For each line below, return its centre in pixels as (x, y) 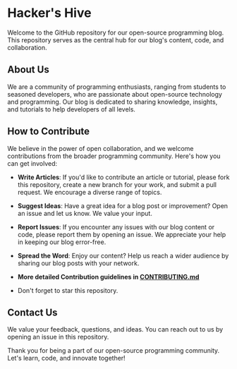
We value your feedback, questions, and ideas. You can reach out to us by (115, 329)
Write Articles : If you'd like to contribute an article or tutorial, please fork (123, 177)
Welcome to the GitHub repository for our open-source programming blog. (116, 32)
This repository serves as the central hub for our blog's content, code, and (116, 40)
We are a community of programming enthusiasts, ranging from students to (117, 87)
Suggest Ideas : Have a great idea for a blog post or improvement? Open (122, 205)
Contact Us (32, 312)
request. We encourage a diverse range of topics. (90, 192)
